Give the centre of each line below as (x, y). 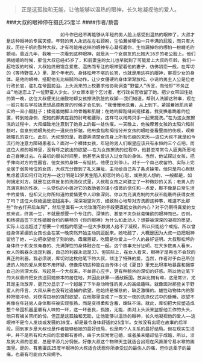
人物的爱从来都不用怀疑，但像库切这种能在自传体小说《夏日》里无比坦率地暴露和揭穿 (105, 265)
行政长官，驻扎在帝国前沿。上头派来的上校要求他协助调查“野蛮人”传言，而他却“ (91, 86)
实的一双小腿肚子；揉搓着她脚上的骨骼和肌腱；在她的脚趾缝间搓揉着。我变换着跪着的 (96, 111)
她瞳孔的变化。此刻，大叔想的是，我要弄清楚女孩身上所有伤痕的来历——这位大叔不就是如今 (101, 137)
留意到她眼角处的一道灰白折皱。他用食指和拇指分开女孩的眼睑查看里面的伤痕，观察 (107, 131)
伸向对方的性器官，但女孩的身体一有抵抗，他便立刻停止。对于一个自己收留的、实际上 (100, 163)
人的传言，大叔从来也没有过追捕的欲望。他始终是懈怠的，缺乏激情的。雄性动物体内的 (100, 291)
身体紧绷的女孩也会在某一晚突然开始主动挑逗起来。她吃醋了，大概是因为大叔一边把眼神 (103, 233)
